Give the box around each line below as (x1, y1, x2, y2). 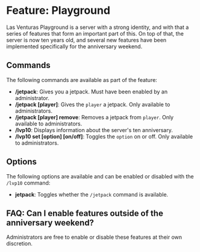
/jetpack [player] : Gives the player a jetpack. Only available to (14, 101, 170, 108)
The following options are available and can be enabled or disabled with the (6, 172, 194, 180)
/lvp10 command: (6, 179, 51, 186)
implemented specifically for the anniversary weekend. (6, 43, 143, 50)
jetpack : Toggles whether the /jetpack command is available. (14, 191, 169, 198)
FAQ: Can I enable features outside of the (6, 208, 164, 218)
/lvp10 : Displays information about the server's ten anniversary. (14, 126, 173, 133)
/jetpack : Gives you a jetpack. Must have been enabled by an (14, 88, 167, 95)
